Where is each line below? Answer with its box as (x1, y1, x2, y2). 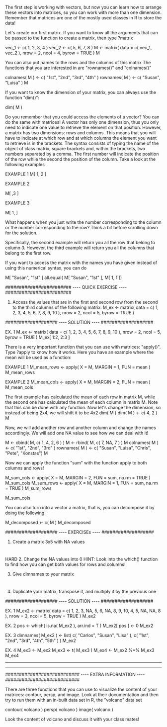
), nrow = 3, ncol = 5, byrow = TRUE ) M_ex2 (5, 613, 96, 619)
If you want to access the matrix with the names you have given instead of (5, 260, 158, 266)
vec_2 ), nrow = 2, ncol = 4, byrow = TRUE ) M (5, 50, 100, 56)
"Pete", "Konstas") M (5, 450, 48, 456)
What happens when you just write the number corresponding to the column (5, 219, 162, 225)
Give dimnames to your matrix (12, 571, 74, 577)
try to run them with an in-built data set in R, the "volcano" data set (5, 697, 143, 703)
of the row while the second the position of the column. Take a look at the (5, 156, 156, 162)
